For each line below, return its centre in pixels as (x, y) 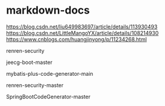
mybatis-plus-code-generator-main (50, 73)
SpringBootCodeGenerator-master (48, 97)
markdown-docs (48, 10)
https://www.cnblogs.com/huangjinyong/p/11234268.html (77, 39)
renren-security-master (35, 85)
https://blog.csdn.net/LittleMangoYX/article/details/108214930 (82, 33)
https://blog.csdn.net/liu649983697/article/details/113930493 (82, 27)
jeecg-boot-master (29, 62)
